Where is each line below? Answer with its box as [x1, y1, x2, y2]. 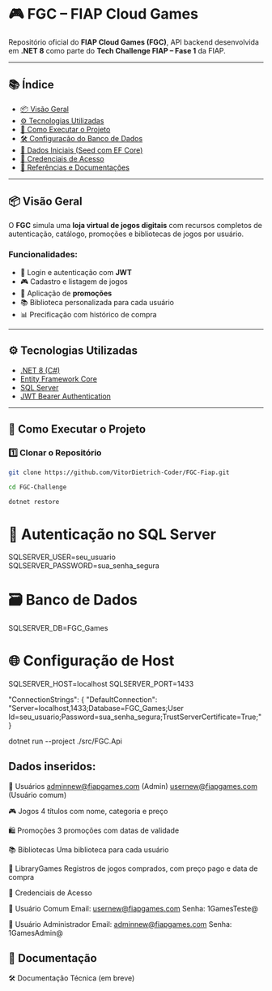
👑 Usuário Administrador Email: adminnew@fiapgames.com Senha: [8, 919, 232, 929]
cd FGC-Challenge [8, 483, 67, 492]
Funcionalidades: [8, 249, 79, 261]
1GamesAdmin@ [8, 928, 63, 937]
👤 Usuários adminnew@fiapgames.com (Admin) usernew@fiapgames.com [8, 781, 257, 791]
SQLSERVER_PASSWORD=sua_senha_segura [8, 560, 159, 571]
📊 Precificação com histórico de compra [19, 309, 157, 319]
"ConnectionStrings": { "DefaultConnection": [8, 694, 158, 704]
